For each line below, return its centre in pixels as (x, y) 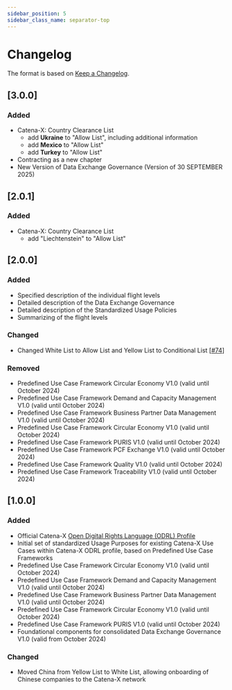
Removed (24, 368)
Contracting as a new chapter (60, 159)
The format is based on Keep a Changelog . (68, 74)
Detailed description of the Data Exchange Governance (96, 302)
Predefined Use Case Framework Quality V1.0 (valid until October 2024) (120, 465)
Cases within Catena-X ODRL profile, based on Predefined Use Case (115, 550)
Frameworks (35, 558)
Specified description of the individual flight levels (89, 295)
